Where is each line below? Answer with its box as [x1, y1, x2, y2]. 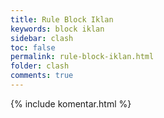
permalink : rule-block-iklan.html [10, 52, 155, 62]
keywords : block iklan [10, 24, 105, 34]
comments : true [10, 71, 74, 81]
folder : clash [10, 61, 70, 71]
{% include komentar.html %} [10, 97, 132, 110]
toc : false [10, 42, 56, 53]
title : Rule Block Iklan [10, 14, 114, 25]
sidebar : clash [10, 33, 74, 43]
